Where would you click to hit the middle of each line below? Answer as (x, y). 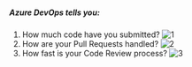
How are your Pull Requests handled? (90, 43)
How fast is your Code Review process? (95, 53)
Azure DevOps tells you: (54, 12)
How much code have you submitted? (91, 34)
